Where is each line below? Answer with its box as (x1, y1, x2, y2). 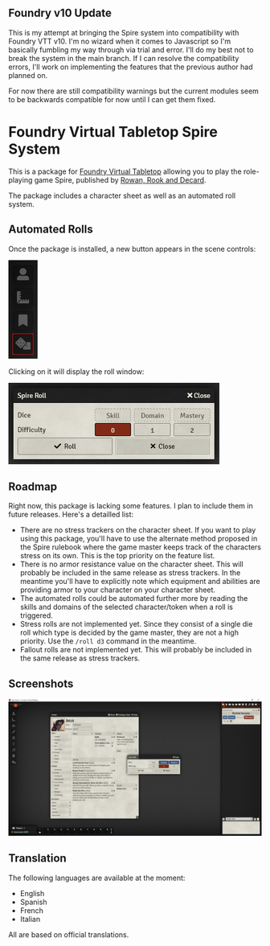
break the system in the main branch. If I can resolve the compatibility (8, 53, 239, 63)
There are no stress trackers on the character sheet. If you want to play (19, 525, 256, 535)
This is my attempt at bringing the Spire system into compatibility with (8, 27, 239, 37)
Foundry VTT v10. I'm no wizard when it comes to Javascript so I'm (8, 36, 231, 46)
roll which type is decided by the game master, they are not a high (19, 627, 239, 638)
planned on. (8, 70, 48, 80)
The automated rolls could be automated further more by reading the (19, 594, 248, 603)
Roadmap (8, 479, 58, 493)
